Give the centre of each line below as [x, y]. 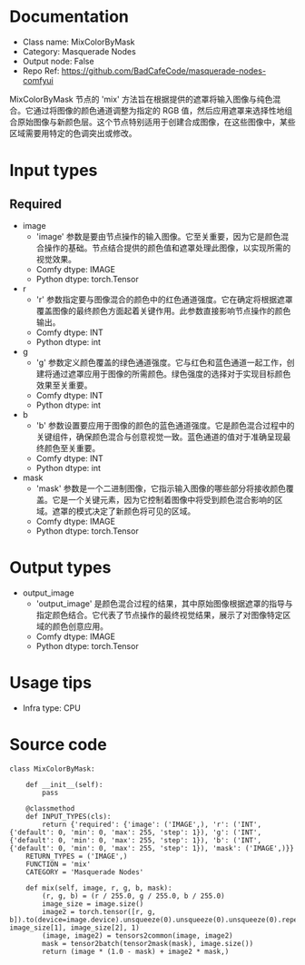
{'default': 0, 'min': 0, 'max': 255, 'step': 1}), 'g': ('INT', [135, 832]
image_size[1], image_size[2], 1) [75, 928]
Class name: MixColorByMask [79, 42]
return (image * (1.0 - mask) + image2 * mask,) [136, 951]
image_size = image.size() [93, 904]
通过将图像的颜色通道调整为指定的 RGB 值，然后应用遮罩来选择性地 [159, 110]
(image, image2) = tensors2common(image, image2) [138, 935]
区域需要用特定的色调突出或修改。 [73, 133]
